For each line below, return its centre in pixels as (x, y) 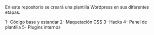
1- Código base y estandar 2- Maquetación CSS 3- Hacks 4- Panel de (76, 22)
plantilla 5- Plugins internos (33, 27)
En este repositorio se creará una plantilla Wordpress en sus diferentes (77, 7)
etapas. (13, 12)
